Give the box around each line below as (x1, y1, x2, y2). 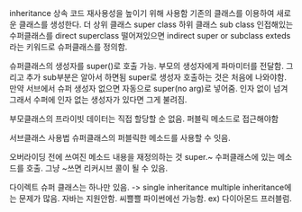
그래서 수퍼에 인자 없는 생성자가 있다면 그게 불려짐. (9, 94, 188, 105)
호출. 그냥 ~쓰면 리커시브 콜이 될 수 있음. (25, 163, 169, 173)
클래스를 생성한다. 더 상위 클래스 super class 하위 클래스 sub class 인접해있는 (18, 19, 294, 30)
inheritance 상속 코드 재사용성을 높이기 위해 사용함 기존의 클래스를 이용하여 (9, 8, 275, 18)
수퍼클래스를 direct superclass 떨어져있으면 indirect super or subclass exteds (9, 31, 291, 40)
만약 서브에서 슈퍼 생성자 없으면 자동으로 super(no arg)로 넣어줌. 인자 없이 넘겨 (9, 84, 288, 93)
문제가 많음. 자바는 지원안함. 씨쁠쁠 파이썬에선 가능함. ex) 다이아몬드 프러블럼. (18, 193, 293, 204)
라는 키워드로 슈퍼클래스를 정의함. (9, 41, 128, 52)
